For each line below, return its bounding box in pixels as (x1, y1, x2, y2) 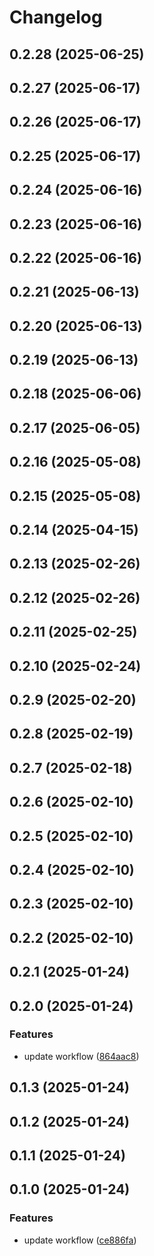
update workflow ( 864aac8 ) (23, 1050, 140, 1062)
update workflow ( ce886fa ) (23, 1234, 137, 1246)
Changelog (9, 6, 103, 29)
